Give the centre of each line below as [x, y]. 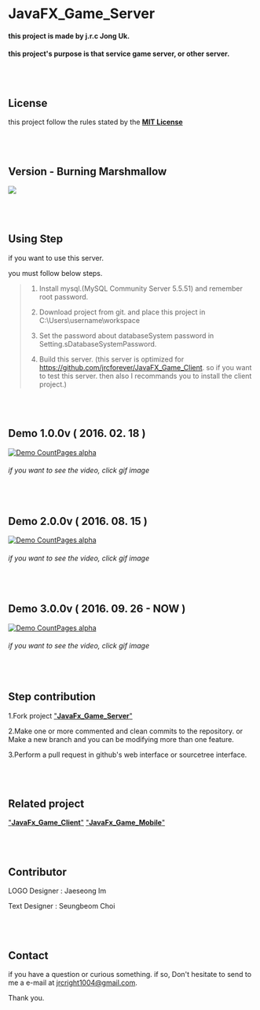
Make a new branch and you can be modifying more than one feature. [121, 739]
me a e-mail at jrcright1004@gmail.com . [73, 982]
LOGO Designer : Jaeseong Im [57, 891]
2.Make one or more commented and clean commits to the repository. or [126, 731]
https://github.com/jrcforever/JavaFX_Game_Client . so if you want [145, 367]
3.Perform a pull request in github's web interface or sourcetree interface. [128, 755]
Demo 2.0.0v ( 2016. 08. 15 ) [78, 521]
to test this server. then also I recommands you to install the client [145, 376]
